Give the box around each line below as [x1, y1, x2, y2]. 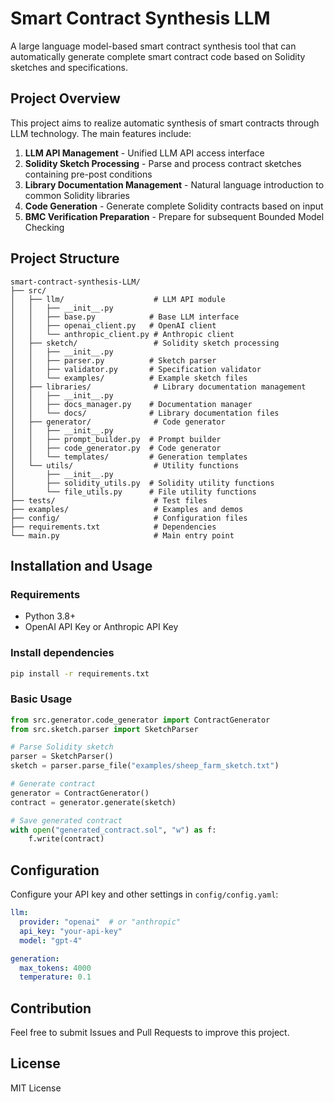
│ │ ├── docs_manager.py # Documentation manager [10, 399, 253, 409]
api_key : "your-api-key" [19, 926, 123, 936]
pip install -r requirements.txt [10, 668, 150, 679]
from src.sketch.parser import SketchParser [10, 724, 199, 734]
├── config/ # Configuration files [10, 513, 248, 523]
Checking [24, 221, 65, 233]
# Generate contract [10, 779, 97, 789]
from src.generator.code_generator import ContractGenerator [10, 715, 271, 725]
